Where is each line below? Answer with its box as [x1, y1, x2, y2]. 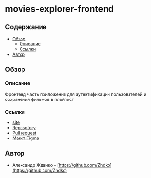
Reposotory [12, 124, 36, 130]
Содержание [5, 23, 47, 31]
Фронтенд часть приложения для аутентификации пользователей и [5, 91, 147, 97]
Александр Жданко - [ [12, 162, 59, 168]
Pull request [12, 130, 37, 136]
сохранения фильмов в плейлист [5, 96, 74, 102]
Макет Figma [12, 135, 39, 141]
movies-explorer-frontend [5, 3, 114, 15]
